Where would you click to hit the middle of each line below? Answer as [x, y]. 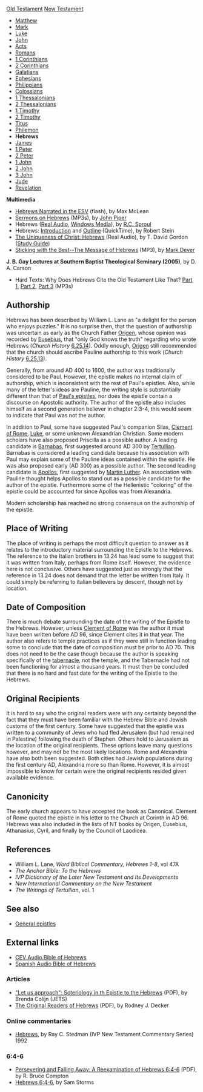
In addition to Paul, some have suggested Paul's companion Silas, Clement [99, 427]
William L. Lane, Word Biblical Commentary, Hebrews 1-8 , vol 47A [97, 864]
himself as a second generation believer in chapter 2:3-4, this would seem [99, 409]
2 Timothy [28, 117]
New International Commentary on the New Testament [83, 883]
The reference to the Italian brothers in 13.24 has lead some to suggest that [100, 556]
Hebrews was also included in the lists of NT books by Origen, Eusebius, [97, 824]
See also [23, 909]
